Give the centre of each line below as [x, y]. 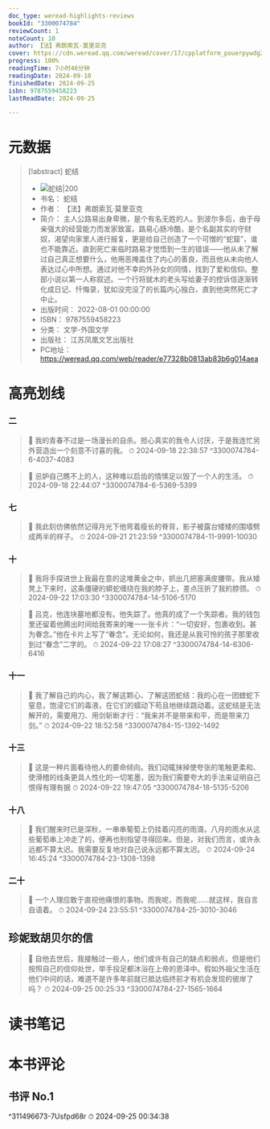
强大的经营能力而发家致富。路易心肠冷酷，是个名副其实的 [142, 229]
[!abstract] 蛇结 [53, 172]
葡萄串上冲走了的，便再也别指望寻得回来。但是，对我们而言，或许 [144, 840]
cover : [19, 53]
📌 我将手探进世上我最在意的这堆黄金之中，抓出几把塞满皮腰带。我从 [140, 579]
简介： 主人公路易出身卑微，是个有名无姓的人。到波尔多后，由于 [147, 219]
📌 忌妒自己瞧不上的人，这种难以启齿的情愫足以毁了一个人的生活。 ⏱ [141, 475]
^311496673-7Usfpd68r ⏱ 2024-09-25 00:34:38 [89, 1116]
